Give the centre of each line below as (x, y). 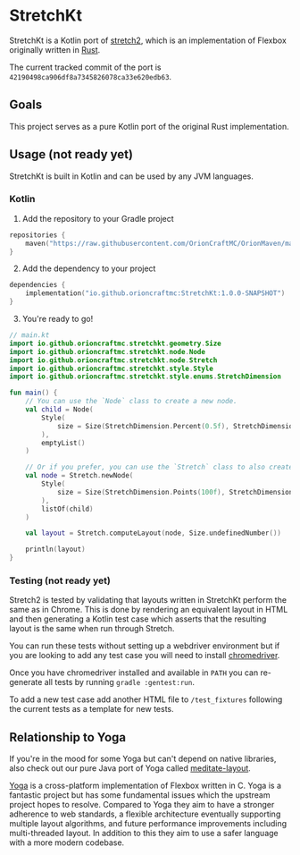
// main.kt (29, 335)
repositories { (37, 235)
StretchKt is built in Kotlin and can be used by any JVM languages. (132, 176)
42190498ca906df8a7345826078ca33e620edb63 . (91, 76)
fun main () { (33, 393)
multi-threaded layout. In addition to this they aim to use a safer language (144, 834)
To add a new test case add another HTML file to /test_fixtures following (146, 699)
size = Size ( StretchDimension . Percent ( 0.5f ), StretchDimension (177, 426)
